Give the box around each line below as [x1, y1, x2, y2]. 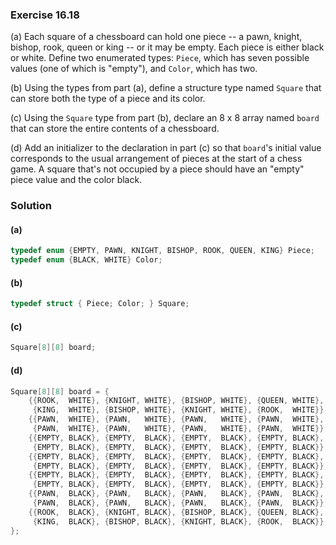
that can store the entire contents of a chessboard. [10, 123, 220, 135]
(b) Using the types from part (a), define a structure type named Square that [10, 82, 322, 94]
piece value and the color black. [10, 174, 143, 186]
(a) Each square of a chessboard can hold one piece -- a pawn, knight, [10, 31, 303, 43]
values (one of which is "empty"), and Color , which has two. [10, 63, 258, 75]
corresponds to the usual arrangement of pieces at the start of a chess [10, 153, 303, 165]
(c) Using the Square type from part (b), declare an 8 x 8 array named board [10, 112, 320, 124]
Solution [10, 199, 53, 213]
